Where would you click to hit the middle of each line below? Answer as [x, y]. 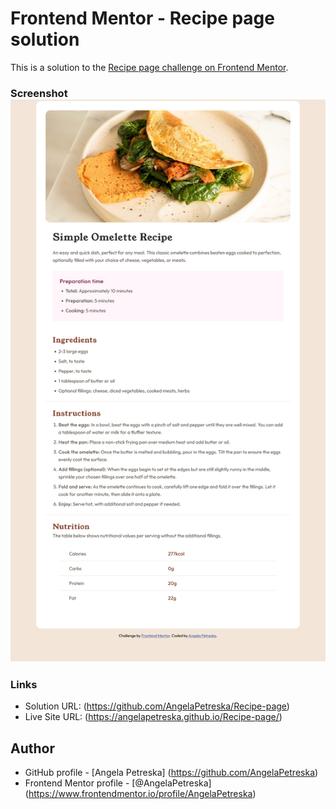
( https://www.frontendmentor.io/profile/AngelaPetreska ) [140, 794]
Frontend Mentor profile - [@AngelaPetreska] [118, 783]
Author [32, 748]
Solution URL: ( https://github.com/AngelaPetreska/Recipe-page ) [157, 706]
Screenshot [39, 93]
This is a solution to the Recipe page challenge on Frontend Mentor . [149, 67]
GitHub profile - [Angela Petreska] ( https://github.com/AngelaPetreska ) [171, 773]
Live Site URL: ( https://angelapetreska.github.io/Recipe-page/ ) [153, 717]
